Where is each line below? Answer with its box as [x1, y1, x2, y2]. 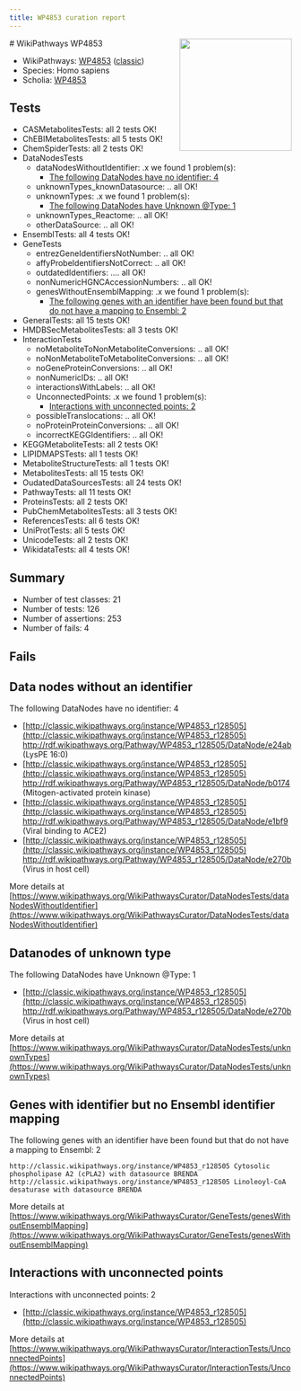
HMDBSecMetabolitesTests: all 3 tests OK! [21, 324, 179, 335]
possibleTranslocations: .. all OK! [35, 411, 157, 421]
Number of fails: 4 [21, 623, 90, 633]
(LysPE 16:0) [21, 749, 69, 760]
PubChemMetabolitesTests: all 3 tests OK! [21, 506, 177, 517]
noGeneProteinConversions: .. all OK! [35, 363, 173, 374]
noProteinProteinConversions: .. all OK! [35, 420, 179, 431]
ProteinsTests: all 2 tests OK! [21, 496, 128, 508]
